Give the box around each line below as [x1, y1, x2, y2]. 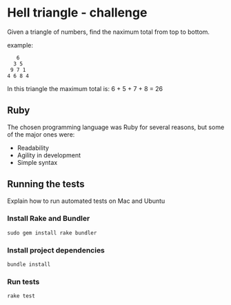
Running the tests [7, 178, 85, 190]
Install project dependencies [7, 245, 106, 255]
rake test [7, 293, 36, 299]
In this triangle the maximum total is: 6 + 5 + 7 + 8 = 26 [7, 84, 163, 92]
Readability [17, 144, 50, 152]
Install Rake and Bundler [7, 214, 90, 224]
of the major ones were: [7, 130, 75, 139]
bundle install [7, 261, 51, 268]
